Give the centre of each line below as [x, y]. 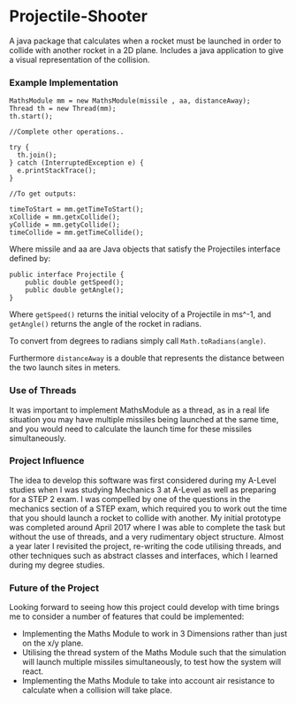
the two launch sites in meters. [65, 367]
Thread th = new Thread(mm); [63, 109]
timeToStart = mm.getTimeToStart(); [76, 210]
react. [33, 671]
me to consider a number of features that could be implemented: [127, 616]
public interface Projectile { [67, 275]
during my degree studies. [57, 565]
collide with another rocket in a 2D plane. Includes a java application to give [147, 50]
